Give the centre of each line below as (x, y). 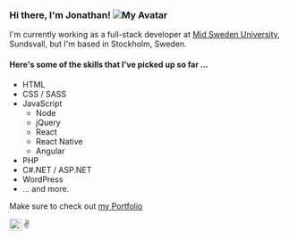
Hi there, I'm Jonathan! (60, 15)
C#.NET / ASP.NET (57, 170)
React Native (59, 141)
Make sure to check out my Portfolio (76, 206)
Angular (50, 151)
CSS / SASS (44, 94)
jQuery (48, 122)
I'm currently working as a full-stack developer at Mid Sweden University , (144, 35)
